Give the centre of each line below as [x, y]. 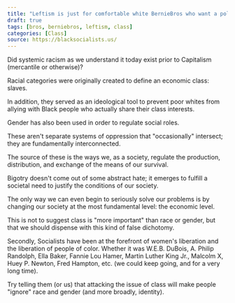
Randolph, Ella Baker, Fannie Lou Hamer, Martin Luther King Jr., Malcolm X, [115, 256]
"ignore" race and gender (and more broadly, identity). [86, 292]
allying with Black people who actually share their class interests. [101, 109]
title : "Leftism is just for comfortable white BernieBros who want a [112, 14]
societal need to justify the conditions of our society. [83, 185]
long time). [23, 271]
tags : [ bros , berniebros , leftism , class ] [70, 27]
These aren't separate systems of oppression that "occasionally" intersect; [115, 136]
